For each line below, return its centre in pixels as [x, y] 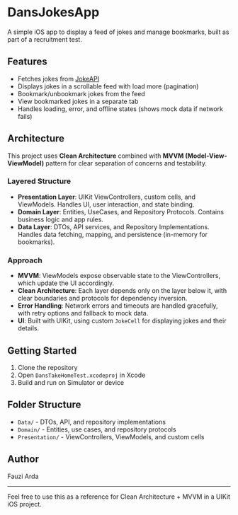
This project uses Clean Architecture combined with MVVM [96, 156]
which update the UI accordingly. [66, 283]
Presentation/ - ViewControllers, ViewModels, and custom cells [111, 436]
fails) [25, 116]
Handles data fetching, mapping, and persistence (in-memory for [112, 234]
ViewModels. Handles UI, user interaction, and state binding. [106, 204]
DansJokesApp [53, 12]
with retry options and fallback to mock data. [83, 313]
